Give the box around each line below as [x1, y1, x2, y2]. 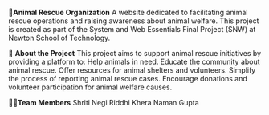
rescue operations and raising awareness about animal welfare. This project [8, 16, 259, 26]
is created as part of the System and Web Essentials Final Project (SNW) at [8, 25, 256, 34]
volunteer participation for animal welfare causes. [8, 82, 173, 92]
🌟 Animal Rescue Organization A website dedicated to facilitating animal [8, 8, 248, 17]
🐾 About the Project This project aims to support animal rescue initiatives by [8, 49, 262, 57]
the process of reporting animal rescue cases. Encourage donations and [8, 74, 247, 83]
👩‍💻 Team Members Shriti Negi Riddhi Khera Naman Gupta [8, 98, 199, 107]
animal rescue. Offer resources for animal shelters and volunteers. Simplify [8, 65, 256, 75]
